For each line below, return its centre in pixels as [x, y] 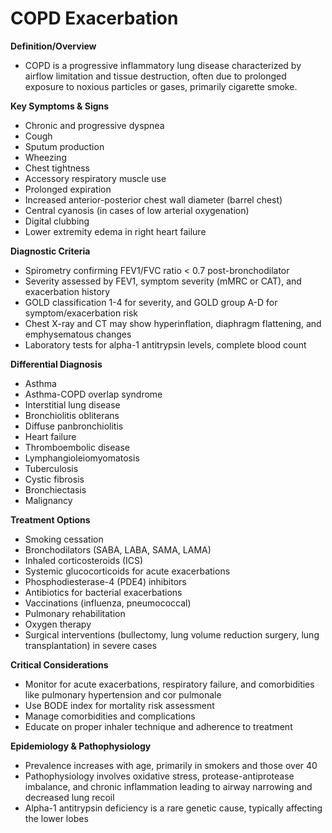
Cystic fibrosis [54, 479]
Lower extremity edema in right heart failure [115, 231]
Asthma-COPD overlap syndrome [93, 394]
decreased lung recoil [69, 797]
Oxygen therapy [58, 624]
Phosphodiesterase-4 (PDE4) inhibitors [105, 581]
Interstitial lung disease [72, 404]
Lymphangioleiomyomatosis [82, 458]
